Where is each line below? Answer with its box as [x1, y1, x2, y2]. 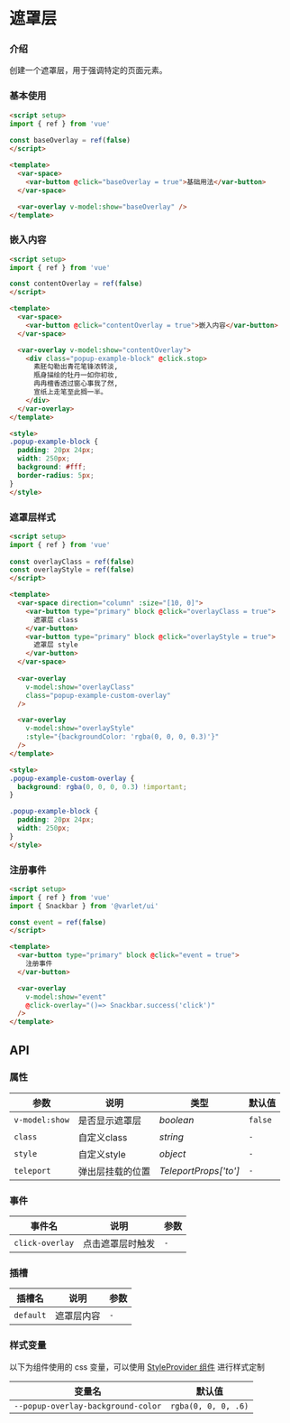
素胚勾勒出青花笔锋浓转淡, [32, 362, 119, 371]
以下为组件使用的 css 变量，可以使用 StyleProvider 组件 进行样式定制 [9, 1361, 266, 1372]
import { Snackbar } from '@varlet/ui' [9, 901, 159, 910]
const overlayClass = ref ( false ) [9, 557, 135, 566]
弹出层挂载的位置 [77, 1165, 151, 1177]
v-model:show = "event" [25, 992, 106, 1001]
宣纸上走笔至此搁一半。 [32, 387, 108, 397]
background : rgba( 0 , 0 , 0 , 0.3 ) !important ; [17, 782, 187, 791]
